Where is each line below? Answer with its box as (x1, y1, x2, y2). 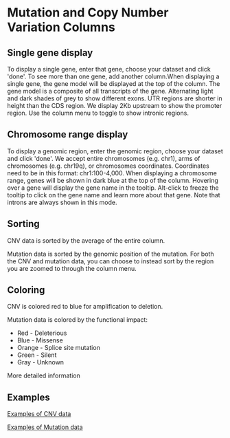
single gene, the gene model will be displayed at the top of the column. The (7, 80, 220, 87)
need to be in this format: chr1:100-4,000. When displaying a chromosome (7, 168, 218, 177)
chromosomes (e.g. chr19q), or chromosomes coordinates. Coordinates (7, 162, 209, 170)
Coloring (7, 284, 45, 296)
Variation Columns (7, 19, 115, 35)
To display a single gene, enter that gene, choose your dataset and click (7, 65, 211, 73)
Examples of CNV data (7, 410, 71, 418)
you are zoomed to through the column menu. (7, 264, 137, 272)
